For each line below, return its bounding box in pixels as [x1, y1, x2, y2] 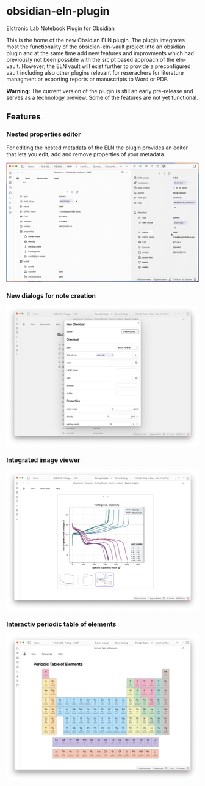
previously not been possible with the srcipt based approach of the [6, 56, 175, 63]
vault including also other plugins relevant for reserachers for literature [6, 69, 184, 76]
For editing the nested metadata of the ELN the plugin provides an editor [6, 144, 188, 151]
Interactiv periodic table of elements [6, 620, 117, 629]
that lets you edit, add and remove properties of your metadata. [6, 150, 166, 157]
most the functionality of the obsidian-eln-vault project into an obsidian [6, 43, 185, 50]
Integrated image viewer [6, 456, 81, 464]
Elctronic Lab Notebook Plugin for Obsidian [6, 25, 115, 32]
